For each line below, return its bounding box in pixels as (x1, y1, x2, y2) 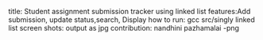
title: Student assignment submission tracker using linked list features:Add (8, 7, 251, 16)
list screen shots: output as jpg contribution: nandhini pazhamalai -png (8, 24, 240, 32)
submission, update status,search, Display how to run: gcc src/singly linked (8, 15, 256, 24)
